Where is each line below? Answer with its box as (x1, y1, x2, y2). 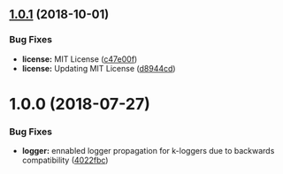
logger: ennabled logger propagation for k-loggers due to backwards (21, 146, 275, 156)
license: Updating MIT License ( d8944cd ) (21, 63, 176, 73)
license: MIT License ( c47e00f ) (21, 53, 138, 64)
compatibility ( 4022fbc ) (21, 155, 109, 166)
